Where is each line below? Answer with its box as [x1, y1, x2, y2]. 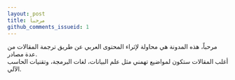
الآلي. [7, 65, 22, 74]
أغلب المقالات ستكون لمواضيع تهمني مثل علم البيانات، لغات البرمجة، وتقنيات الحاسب [7, 58, 229, 66]
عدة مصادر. [7, 50, 37, 58]
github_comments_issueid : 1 [7, 23, 90, 30]
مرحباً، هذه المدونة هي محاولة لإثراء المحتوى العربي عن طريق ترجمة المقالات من [7, 43, 217, 51]
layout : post [7, 10, 46, 18]
